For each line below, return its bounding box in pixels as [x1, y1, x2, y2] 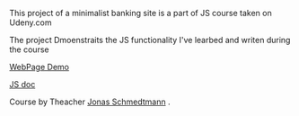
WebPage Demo [9, 62, 70, 72]
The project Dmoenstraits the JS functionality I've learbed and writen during [9, 35, 291, 45]
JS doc [9, 79, 36, 89]
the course [9, 44, 49, 55]
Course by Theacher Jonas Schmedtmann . [9, 96, 171, 107]
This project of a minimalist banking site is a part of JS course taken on [9, 8, 272, 18]
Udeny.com [9, 17, 52, 28]
